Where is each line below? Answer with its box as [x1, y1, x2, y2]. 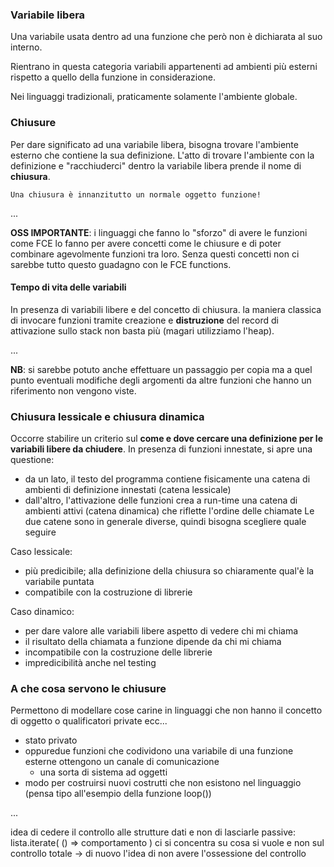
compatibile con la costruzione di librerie [24, 586, 193, 598]
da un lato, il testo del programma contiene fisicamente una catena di [24, 473, 311, 485]
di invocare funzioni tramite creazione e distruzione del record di [10, 314, 279, 326]
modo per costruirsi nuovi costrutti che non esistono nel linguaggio [24, 777, 302, 789]
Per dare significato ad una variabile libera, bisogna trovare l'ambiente [10, 138, 299, 150]
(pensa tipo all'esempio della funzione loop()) [24, 788, 212, 800]
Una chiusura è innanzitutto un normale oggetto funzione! [10, 189, 262, 200]
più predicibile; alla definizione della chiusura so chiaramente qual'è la [24, 565, 315, 577]
